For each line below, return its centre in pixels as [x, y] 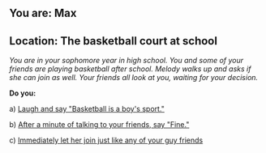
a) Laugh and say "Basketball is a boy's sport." [87, 109]
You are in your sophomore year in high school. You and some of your [127, 61]
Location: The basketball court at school [114, 41]
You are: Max [43, 13]
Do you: [23, 93]
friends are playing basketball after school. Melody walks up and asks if [130, 69]
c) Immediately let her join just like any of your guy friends [106, 140]
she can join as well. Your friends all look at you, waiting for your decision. [134, 78]
